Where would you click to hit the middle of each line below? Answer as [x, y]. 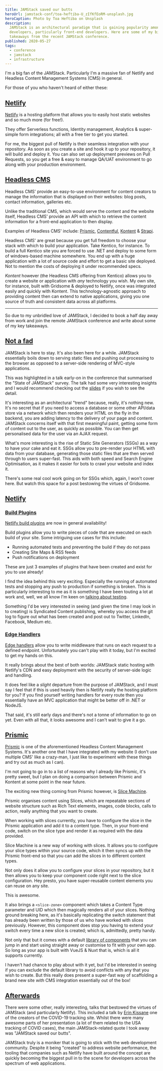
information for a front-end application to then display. [59, 221]
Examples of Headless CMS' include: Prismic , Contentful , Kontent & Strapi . [80, 231]
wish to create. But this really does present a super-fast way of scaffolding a [81, 975]
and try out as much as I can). [35, 762]
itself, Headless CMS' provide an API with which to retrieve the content [76, 216]
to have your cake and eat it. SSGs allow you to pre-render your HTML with [80, 448]
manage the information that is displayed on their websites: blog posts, [76, 196]
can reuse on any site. [27, 886]
